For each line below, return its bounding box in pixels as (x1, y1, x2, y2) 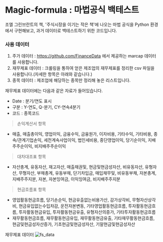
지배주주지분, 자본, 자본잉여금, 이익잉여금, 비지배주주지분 (12, 176, 121, 182)
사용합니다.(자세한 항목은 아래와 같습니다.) (12, 71, 93, 77)
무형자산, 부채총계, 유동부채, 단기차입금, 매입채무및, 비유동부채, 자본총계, (19, 170, 157, 176)
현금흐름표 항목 (17, 186, 46, 193)
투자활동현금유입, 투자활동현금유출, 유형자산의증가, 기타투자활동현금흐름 (19, 209, 156, 215)
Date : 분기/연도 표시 (12, 98, 52, 104)
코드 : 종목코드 (12, 110, 40, 116)
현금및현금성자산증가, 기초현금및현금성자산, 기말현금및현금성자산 (12, 222, 136, 227)
